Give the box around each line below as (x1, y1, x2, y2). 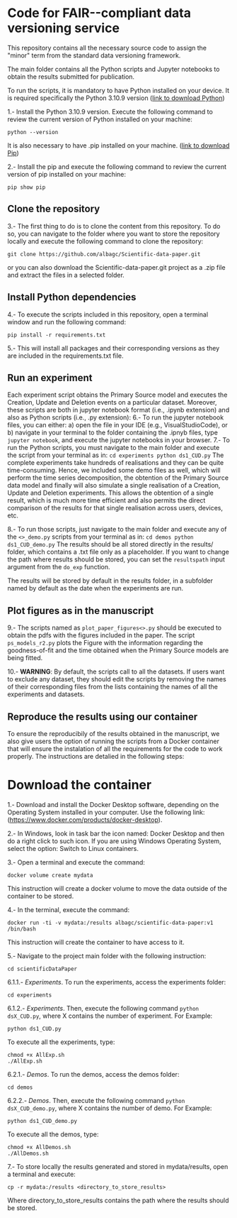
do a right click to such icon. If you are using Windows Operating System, (7, 836, 221, 845)
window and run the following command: (7, 317, 126, 326)
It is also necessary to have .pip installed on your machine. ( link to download (7, 141, 230, 150)
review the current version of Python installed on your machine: (7, 115, 192, 124)
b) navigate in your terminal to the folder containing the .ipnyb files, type (7, 428, 218, 437)
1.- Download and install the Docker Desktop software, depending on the (7, 800, 219, 808)
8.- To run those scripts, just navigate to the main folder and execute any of (7, 525, 227, 534)
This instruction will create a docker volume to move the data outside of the (7, 884, 228, 892)
